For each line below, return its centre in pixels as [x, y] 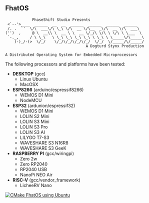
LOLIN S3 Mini [35, 121]
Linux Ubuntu [34, 79]
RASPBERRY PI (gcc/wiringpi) [43, 153]
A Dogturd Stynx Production [115, 46]
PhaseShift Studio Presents [61, 19]
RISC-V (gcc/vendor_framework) [46, 180]
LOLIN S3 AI [32, 132]
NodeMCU [31, 100]
